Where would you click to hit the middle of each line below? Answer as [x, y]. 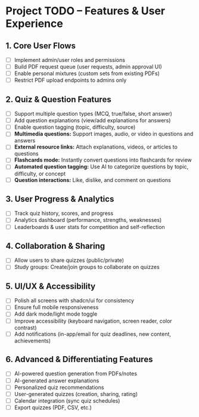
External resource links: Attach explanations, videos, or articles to [96, 147]
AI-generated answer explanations [57, 381]
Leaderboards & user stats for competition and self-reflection [89, 227]
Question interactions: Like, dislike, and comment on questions [92, 180]
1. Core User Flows [41, 46]
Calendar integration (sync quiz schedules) [67, 400]
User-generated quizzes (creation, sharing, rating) [76, 394]
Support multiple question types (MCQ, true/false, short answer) [93, 114]
